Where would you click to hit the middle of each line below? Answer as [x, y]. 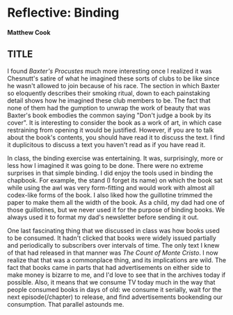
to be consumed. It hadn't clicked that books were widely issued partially [112, 238]
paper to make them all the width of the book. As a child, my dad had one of [116, 202]
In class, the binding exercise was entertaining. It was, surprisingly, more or [115, 158]
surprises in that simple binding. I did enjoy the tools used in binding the [110, 173]
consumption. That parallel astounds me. [66, 304]
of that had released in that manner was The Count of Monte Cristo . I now [113, 253]
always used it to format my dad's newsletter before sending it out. [103, 217]
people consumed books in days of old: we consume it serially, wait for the [114, 289]
